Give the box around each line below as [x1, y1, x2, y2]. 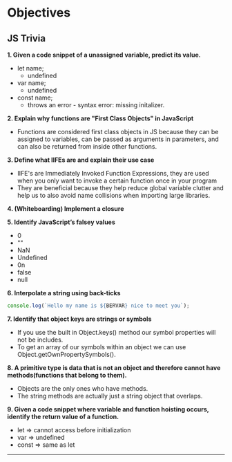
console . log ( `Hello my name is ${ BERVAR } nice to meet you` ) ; [7, 302, 190, 309]
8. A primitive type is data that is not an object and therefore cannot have [7, 363, 221, 371]
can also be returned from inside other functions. [17, 142, 157, 150]
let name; [17, 64, 44, 72]
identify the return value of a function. [7, 412, 119, 421]
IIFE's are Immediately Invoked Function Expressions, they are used [17, 169, 209, 177]
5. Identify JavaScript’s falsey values [7, 218, 116, 226]
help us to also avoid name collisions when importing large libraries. [17, 192, 211, 199]
